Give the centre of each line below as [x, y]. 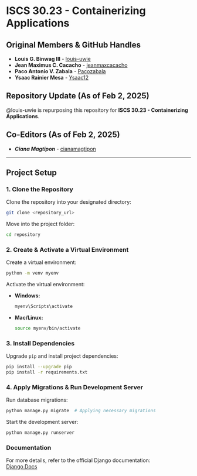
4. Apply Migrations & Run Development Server [75, 387]
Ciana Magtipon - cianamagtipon [55, 149]
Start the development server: [42, 422]
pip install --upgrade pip [39, 367]
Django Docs [22, 467]
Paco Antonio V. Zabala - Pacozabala [60, 71]
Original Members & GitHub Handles [74, 45]
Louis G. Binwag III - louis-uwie [52, 59]
